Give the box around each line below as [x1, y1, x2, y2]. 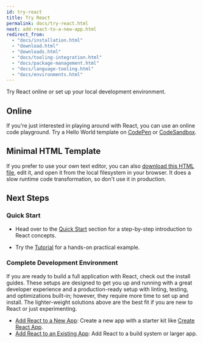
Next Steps [6, 193, 49, 203]
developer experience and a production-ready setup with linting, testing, [6, 285, 188, 293]
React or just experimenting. [6, 305, 77, 312]
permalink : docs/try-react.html [6, 20, 88, 26]
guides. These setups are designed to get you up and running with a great [6, 279, 193, 286]
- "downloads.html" [12, 49, 62, 55]
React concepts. [15, 231, 57, 239]
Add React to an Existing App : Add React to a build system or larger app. [15, 330, 198, 337]
